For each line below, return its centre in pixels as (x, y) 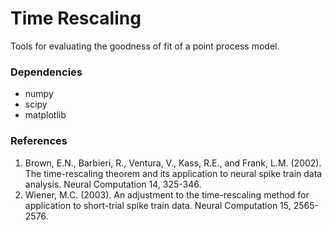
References (39, 141)
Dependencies (46, 72)
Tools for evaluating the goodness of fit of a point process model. (145, 46)
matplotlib (45, 115)
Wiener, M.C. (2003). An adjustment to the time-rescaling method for (167, 194)
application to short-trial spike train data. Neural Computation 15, (158, 205)
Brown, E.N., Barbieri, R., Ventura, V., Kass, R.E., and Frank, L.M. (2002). (173, 163)
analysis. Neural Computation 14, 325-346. (113, 184)
